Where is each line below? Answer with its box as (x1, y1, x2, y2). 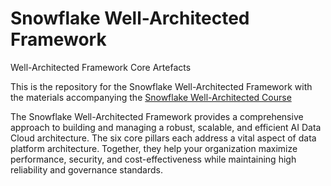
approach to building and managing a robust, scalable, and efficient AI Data (10, 121, 322, 133)
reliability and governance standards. (10, 163, 163, 176)
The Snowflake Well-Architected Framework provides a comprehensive (10, 110, 304, 122)
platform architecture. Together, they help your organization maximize (10, 142, 298, 154)
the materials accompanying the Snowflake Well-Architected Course (10, 91, 292, 103)
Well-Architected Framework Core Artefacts (10, 61, 192, 73)
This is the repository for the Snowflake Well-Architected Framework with (10, 80, 313, 92)
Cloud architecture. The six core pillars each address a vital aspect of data (10, 132, 317, 144)
